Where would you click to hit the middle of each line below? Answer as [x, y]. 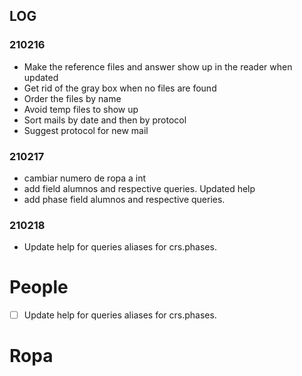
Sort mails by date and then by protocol [105, 120]
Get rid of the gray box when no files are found [120, 88]
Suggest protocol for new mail [86, 130]
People [39, 287]
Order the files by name [72, 98]
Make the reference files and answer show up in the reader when [158, 66]
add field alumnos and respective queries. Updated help [139, 188]
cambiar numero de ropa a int [85, 178]
